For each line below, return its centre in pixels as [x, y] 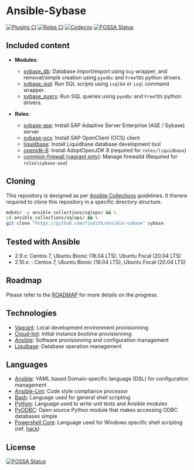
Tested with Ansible [43, 241]
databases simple [36, 416]
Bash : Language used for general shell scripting [72, 398]
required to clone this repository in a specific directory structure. [84, 202]
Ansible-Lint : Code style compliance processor [72, 391]
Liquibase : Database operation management [68, 346]
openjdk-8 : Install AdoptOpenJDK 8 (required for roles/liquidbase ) [105, 150]
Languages [27, 365]
